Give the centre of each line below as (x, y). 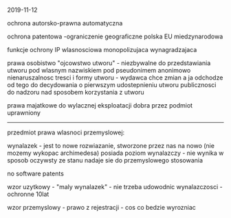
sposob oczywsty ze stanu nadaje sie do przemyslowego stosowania (105, 160)
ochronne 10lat (28, 194)
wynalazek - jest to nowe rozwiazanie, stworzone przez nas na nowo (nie (111, 146)
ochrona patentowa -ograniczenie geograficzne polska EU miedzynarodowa (115, 36)
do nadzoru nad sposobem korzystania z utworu (76, 92)
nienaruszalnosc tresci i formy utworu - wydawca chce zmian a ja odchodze (115, 77)
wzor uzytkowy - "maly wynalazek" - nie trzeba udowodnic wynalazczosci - (115, 187)
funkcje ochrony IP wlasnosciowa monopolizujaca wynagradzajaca (102, 50)
